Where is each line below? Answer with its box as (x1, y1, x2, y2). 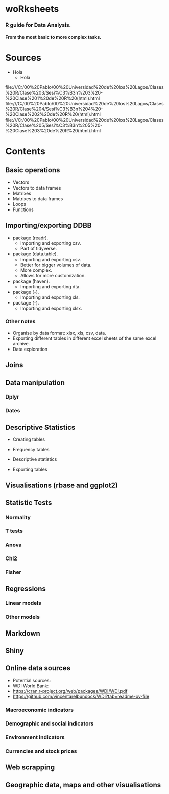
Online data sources (5, 664, 70, 672)
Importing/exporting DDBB (5, 221, 92, 230)
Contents (5, 145, 46, 157)
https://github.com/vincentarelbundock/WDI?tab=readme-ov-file (12, 693, 150, 700)
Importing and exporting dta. (20, 284, 81, 290)
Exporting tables (12, 466, 47, 473)
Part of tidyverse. (20, 246, 57, 252)
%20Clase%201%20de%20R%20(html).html (5, 95, 100, 101)
